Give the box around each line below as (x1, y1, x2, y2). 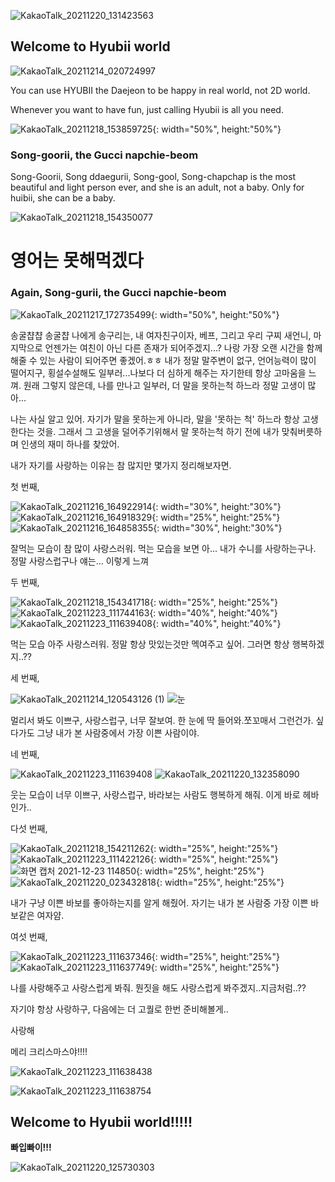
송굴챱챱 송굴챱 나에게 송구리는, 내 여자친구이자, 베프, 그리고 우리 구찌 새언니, (10, 329, 312, 341)
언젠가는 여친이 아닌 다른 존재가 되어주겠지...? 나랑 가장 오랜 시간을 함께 (44, 341, 323, 354)
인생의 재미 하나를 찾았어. (20, 438, 120, 450)
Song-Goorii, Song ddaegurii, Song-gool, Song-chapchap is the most (10, 171, 297, 183)
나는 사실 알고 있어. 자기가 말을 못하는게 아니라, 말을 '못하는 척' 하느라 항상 (10, 413, 300, 425)
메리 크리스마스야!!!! (10, 1045, 88, 1057)
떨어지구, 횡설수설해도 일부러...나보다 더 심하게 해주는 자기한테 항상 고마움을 (10, 366, 307, 379)
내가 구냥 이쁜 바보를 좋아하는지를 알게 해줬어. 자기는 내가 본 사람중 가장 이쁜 (10, 896, 309, 909)
